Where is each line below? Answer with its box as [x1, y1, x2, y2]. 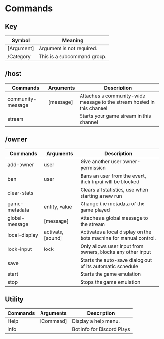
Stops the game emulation [80, 278, 141, 285]
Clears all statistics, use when [80, 186, 149, 193]
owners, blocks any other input [80, 249, 151, 255]
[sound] [43, 234, 62, 241]
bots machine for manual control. [80, 234, 156, 241]
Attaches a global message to [80, 214, 148, 221]
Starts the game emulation [80, 271, 141, 277]
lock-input [7, 246, 32, 252]
